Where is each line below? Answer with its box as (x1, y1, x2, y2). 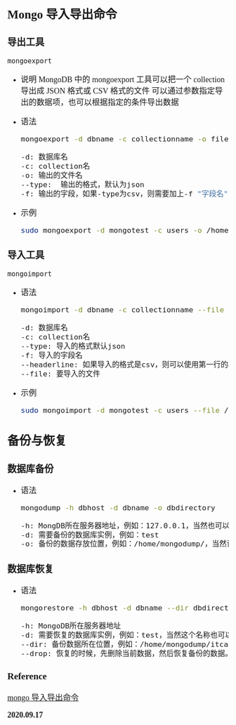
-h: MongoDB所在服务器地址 (20, 620, 122, 630)
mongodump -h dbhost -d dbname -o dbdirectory (20, 502, 216, 512)
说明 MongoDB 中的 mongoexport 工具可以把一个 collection (20, 75, 225, 85)
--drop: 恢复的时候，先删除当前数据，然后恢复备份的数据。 (20, 648, 233, 658)
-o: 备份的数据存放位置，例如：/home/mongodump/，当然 (20, 539, 227, 549)
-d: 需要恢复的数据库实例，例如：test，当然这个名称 (20, 630, 211, 640)
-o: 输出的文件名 (20, 171, 83, 181)
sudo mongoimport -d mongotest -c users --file (20, 405, 220, 415)
